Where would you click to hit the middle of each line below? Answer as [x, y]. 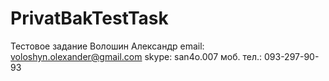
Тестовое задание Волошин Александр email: [107, 46]
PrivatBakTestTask [89, 18]
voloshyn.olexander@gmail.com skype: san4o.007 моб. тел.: [136, 56]
